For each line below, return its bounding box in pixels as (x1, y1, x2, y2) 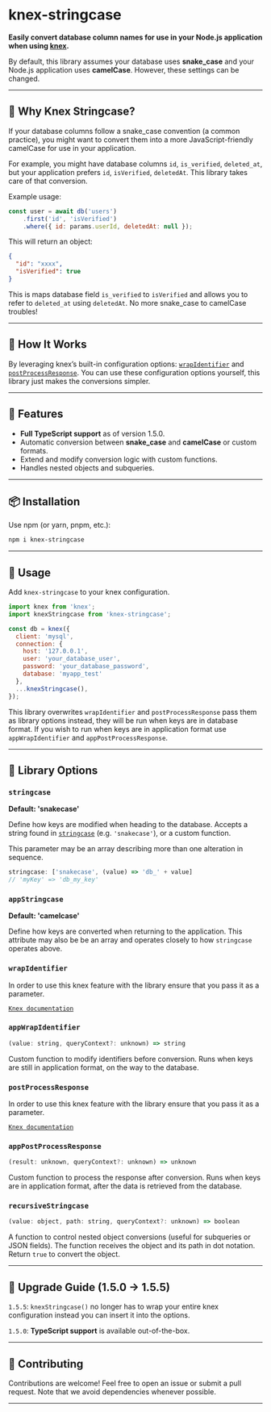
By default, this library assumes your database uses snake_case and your (8, 56, 254, 66)
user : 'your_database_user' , (23, 655, 121, 663)
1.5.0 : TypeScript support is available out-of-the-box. (8, 1326, 190, 1336)
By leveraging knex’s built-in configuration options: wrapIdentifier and (8, 359, 244, 369)
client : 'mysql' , (15, 632, 74, 641)
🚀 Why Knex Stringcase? (8, 105, 135, 119)
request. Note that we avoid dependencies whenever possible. (8, 1386, 216, 1397)
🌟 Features (8, 407, 64, 421)
